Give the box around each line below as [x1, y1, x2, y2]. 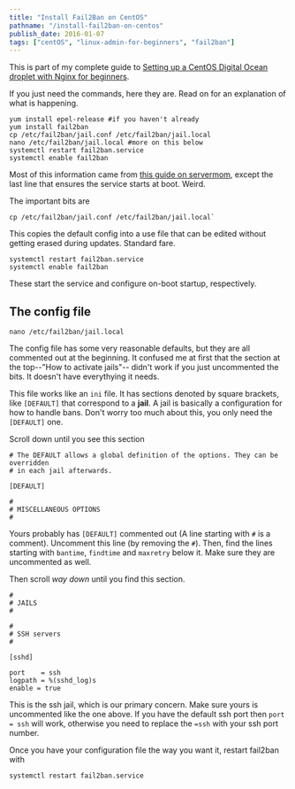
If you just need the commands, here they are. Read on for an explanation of [9, 89, 286, 99]
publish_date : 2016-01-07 [9, 29, 104, 38]
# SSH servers [9, 630, 62, 638]
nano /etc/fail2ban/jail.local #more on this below [9, 138, 203, 147]
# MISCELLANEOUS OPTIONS [9, 506, 101, 514]
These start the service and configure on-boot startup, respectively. [9, 278, 257, 289]
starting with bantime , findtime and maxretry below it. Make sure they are [9, 547, 276, 558]
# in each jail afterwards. [9, 467, 113, 476]
